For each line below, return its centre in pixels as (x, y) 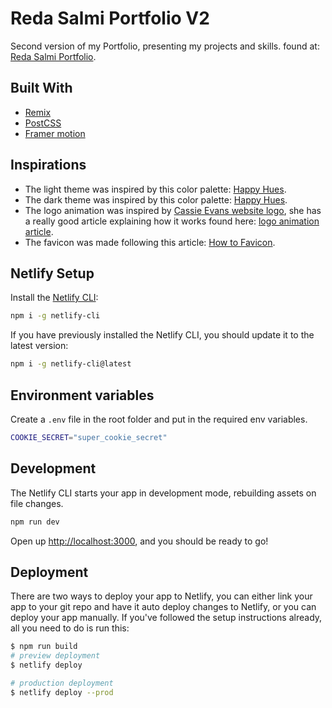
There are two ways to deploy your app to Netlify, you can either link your (161, 596)
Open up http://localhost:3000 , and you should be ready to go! (139, 541)
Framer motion (55, 133)
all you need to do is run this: (70, 628)
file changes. (37, 503)
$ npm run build (44, 647)
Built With (41, 88)
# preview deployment (55, 656)
